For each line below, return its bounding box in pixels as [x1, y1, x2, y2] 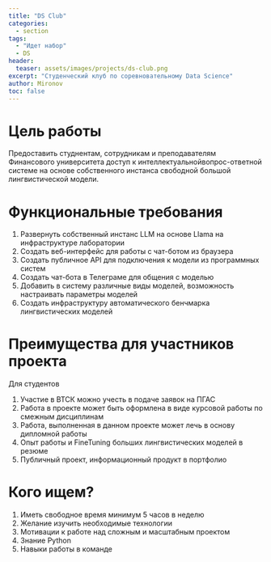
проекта [8, 353, 67, 370]
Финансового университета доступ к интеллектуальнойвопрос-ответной [8, 157, 263, 167]
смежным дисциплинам [19, 412, 104, 421]
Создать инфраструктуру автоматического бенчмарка [19, 298, 210, 308]
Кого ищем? [8, 483, 95, 501]
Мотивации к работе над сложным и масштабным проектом [19, 527, 231, 537]
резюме [19, 446, 49, 456]
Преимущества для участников [8, 335, 235, 353]
